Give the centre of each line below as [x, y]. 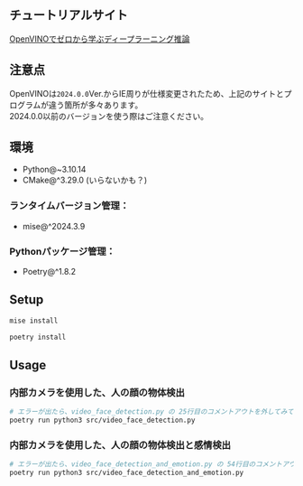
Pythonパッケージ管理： [62, 251]
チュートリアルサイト [69, 15]
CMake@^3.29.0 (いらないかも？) [85, 180]
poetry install [38, 337]
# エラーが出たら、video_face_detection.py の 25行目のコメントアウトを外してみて [152, 412]
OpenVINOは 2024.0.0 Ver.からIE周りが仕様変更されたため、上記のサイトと [147, 93]
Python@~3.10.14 [54, 170]
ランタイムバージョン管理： [69, 206]
